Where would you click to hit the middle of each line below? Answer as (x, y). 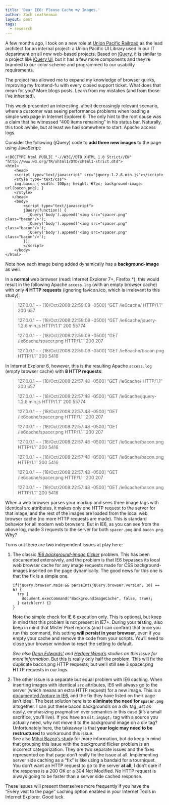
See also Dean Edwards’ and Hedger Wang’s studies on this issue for (85, 654)
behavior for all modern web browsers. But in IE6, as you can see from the (82, 524)
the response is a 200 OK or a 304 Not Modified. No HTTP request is (84, 771)
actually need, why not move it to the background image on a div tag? (85, 722)
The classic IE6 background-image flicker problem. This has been (81, 554)
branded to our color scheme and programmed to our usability (70, 65)
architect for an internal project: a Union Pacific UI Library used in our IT (80, 49)
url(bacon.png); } (24, 188)
